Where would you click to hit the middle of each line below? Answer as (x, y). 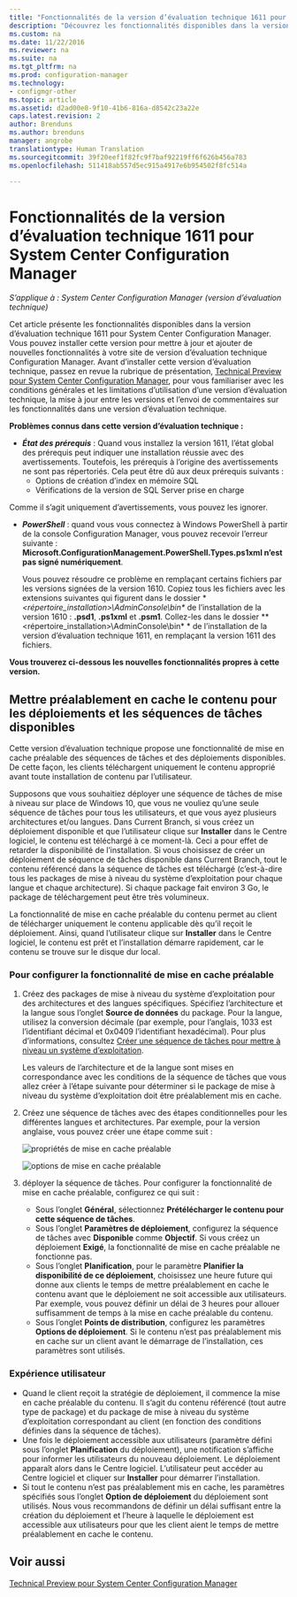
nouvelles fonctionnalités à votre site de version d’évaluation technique (138, 353)
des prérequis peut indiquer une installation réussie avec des (133, 453)
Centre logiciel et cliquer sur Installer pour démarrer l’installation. (141, 1478)
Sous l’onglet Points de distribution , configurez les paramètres (150, 1323)
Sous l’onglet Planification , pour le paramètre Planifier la (139, 1266)
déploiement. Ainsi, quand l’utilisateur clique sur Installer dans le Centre (141, 933)
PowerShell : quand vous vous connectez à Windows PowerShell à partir (155, 525)
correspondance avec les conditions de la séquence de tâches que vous (154, 1077)
